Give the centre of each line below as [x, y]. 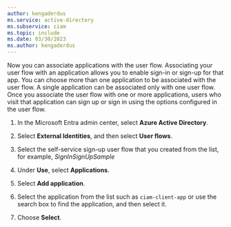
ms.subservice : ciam [37, 26]
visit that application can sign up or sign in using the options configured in [112, 102]
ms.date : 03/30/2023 [37, 39]
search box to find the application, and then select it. [92, 204]
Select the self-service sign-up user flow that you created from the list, [118, 149]
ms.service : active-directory [51, 20]
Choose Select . [39, 217]
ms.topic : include [33, 33]
